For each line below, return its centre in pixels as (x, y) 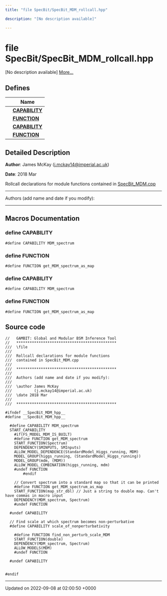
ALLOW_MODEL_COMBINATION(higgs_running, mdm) (62, 465)
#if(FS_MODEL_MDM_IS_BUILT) (43, 435)
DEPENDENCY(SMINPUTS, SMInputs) (47, 448)
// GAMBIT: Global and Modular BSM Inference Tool (61, 338)
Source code (25, 327)
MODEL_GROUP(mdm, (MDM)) (40, 461)
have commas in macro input (34, 496)
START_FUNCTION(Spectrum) (41, 443)
